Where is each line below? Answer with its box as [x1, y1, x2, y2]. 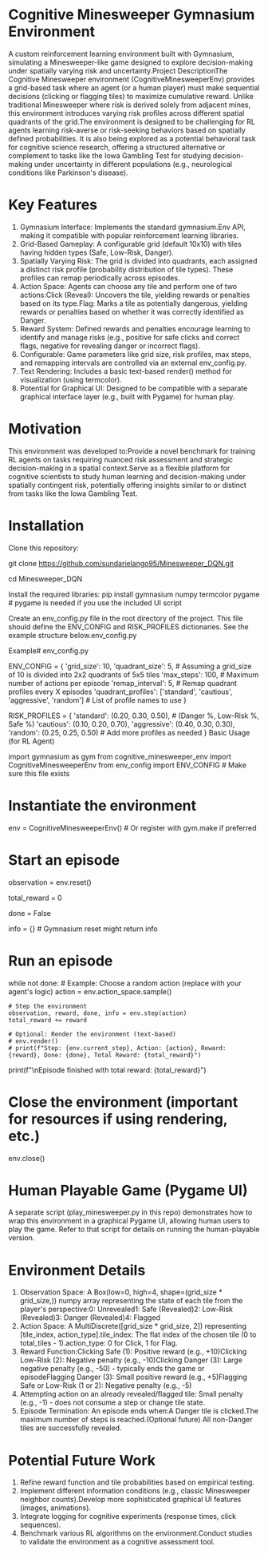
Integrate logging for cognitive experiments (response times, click [19, 1512, 237, 1521]
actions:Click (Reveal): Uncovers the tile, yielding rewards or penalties [19, 290, 250, 299]
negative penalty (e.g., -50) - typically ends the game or [19, 1364, 205, 1374]
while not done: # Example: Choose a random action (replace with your [8, 978, 242, 988]
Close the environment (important [8, 1092, 238, 1111]
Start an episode [8, 850, 120, 869]
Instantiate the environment [8, 796, 197, 815]
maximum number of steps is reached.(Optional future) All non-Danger [19, 1415, 253, 1425]
